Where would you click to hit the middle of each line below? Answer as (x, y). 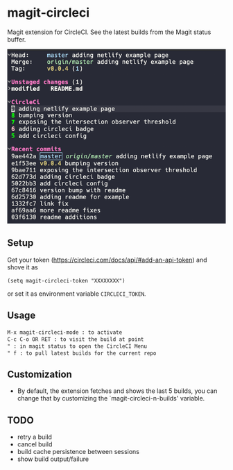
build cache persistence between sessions (78, 452)
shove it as (23, 267)
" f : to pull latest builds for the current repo (82, 353)
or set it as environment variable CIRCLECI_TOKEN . (77, 294)
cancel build (35, 444)
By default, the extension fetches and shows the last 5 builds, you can (117, 391)
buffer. (17, 39)
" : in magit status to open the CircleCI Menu (77, 346)
